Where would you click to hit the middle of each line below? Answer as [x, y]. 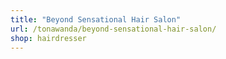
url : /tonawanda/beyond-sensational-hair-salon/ [113, 29]
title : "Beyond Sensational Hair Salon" [96, 19]
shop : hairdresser [48, 38]
